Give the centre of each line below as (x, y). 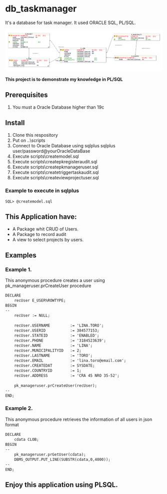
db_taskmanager (41, 9)
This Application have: (41, 217)
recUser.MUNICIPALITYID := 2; (48, 351)
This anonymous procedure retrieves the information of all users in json (79, 419)
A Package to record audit (39, 234)
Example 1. (18, 270)
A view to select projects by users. (48, 239)
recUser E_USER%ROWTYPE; (40, 301)
